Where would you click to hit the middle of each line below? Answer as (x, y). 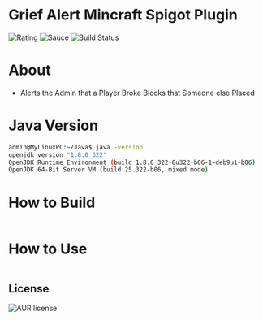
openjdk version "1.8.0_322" (58, 155)
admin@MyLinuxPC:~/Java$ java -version (76, 147)
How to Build (52, 203)
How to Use (48, 249)
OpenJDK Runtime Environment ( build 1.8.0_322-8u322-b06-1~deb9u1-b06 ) (132, 162)
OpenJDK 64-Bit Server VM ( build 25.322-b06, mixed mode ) (108, 170)
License (29, 289)
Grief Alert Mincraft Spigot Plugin (123, 15)
